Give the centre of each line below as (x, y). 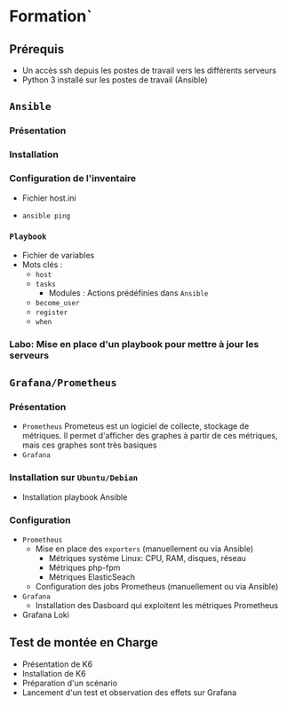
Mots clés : (42, 265)
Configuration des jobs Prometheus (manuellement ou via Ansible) (157, 587)
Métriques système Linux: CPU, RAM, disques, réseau (147, 558)
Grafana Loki (45, 615)
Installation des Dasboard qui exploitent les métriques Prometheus (156, 606)
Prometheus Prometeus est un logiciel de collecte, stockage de (136, 426)
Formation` (51, 16)
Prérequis (37, 49)
